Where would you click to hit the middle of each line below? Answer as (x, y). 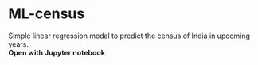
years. (19, 44)
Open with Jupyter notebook (57, 52)
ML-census (47, 14)
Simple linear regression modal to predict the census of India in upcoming (129, 36)
